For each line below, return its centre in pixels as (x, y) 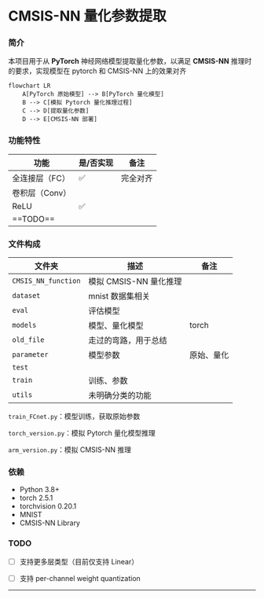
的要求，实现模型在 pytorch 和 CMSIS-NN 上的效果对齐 (97, 71)
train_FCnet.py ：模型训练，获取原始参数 (74, 417)
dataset (26, 296)
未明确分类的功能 (120, 395)
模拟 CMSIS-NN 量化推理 (135, 281)
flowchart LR (29, 86)
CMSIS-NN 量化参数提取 (87, 16)
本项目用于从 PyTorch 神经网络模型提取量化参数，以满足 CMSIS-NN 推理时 (130, 61)
